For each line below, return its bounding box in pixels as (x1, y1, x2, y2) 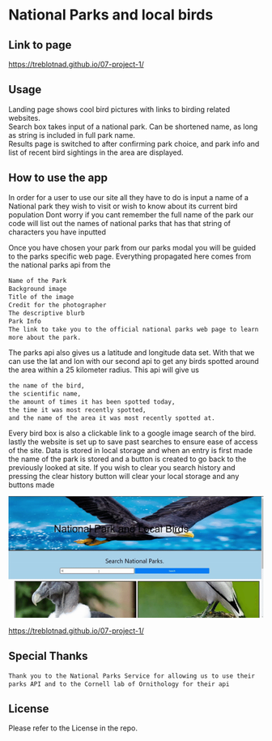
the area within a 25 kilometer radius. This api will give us (8, 365, 200, 375)
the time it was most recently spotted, (8, 405, 147, 414)
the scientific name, (8, 389, 82, 398)
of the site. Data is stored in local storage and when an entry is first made (8, 445, 253, 455)
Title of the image (8, 293, 74, 301)
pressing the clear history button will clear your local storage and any (8, 471, 240, 481)
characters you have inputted (8, 227, 107, 237)
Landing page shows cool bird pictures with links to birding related (8, 104, 231, 114)
